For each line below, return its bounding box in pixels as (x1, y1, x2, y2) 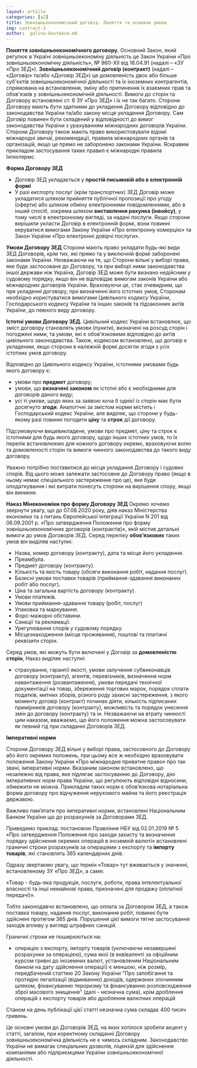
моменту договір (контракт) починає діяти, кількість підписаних (14, 698, 177, 705)
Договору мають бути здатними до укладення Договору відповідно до (6, 103, 185, 110)
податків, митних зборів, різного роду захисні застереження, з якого (14, 691, 188, 699)
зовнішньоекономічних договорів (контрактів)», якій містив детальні (6, 525, 179, 533)
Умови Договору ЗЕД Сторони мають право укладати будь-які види (6, 244, 181, 251)
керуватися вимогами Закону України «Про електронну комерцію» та (14, 226, 192, 234)
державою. (6, 796, 35, 803)
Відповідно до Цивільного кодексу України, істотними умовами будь (6, 361, 179, 368)
